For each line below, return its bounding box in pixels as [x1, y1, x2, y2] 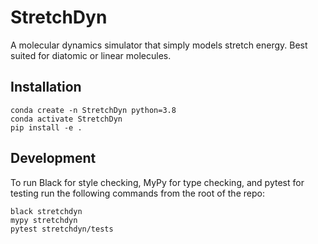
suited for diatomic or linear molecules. [10, 49, 172, 61]
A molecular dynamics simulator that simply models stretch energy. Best [10, 39, 308, 51]
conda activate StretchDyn [10, 114, 123, 124]
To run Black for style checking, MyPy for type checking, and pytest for [10, 176, 305, 188]
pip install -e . [10, 122, 83, 133]
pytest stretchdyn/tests [10, 224, 114, 234]
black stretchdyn [10, 206, 83, 216]
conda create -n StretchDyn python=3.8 [10, 105, 177, 115]
